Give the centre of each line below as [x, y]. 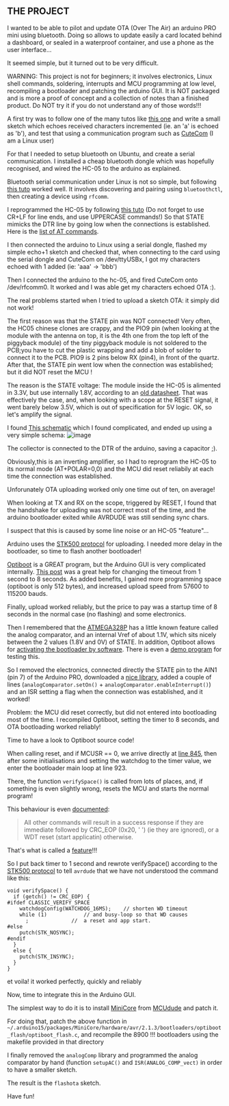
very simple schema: [37, 435]
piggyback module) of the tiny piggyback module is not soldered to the [107, 343]
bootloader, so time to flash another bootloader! [75, 551]
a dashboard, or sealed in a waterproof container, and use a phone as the [110, 42]
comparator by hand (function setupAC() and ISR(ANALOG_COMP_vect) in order [115, 1062]
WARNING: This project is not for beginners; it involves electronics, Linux [110, 76]
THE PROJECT [38, 11]
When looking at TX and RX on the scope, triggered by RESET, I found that [112, 503]
